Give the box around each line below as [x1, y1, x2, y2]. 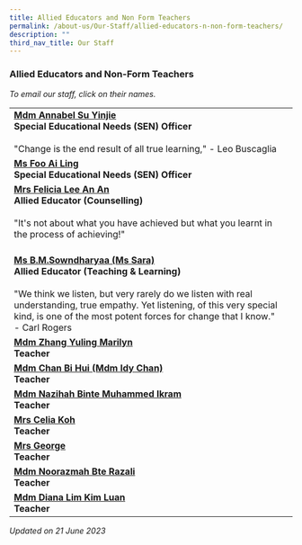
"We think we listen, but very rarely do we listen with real [13, 287, 253, 299]
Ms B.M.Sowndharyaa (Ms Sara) [13, 254, 155, 266]
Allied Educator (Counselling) [13, 194, 144, 207]
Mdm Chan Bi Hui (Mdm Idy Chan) [13, 362, 164, 374]
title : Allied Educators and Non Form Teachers [9, 13, 191, 22]
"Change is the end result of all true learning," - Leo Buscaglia [13, 142, 277, 155]
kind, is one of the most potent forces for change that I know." [13, 309, 276, 322]
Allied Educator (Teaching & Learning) [13, 264, 182, 277]
